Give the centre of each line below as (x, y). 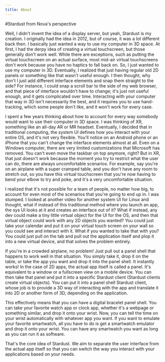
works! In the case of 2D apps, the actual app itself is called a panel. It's (78, 267)
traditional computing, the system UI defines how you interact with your (78, 132)
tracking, (14, 107)
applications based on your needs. (40, 354)
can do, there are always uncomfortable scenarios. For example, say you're (82, 163)
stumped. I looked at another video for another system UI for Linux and (77, 199)
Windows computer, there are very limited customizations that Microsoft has (82, 148)
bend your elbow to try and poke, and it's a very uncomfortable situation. (79, 179)
